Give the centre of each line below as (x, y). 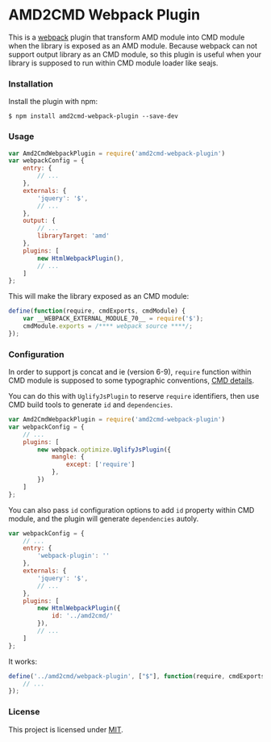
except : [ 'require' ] (100, 465)
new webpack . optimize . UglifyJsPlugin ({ (104, 450)
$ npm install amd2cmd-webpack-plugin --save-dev (94, 116)
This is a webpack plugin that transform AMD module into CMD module (127, 37)
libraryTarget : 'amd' (74, 236)
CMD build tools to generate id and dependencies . (91, 405)
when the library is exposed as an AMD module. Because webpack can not (133, 45)
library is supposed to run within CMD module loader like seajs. (113, 63)
